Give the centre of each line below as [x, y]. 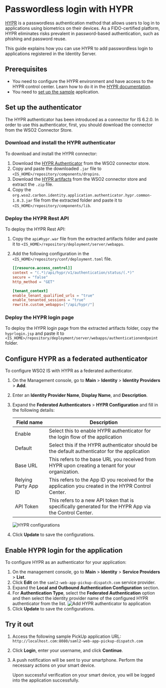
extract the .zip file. [33, 184]
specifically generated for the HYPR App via [100, 507]
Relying [23, 480]
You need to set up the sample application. [56, 92]
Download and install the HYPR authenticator [61, 143]
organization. [64, 472]
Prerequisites [26, 69]
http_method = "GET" [33, 282]
